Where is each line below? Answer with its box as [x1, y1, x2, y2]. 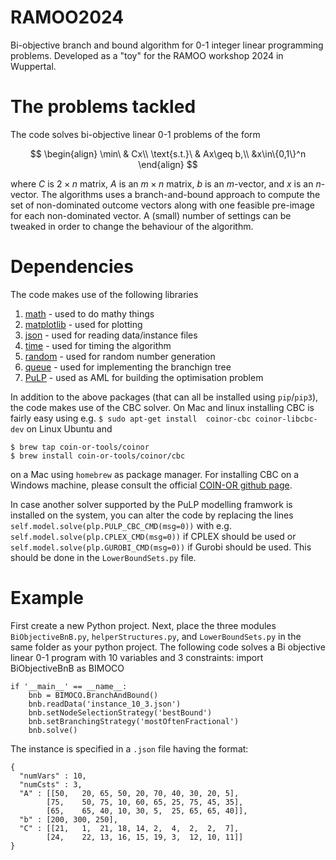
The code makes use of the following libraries [10, 288, 199, 300]
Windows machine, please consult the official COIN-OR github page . [10, 479, 293, 491]
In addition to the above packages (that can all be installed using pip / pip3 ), [10, 391, 319, 403]
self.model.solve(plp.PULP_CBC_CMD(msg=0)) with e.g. [10, 519, 232, 531]
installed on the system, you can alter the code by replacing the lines [10, 509, 294, 521]
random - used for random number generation [24, 350, 216, 362]
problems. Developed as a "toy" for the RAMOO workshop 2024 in [10, 49, 284, 61]
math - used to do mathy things [24, 307, 155, 320]
